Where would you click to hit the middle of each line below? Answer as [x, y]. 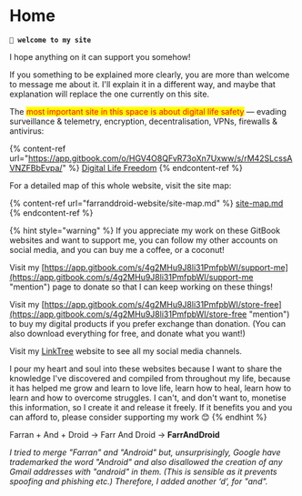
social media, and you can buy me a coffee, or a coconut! [117, 249]
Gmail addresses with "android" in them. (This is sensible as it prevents [143, 471]
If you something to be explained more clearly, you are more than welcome [150, 75]
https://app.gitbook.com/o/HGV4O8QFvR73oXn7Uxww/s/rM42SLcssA [160, 158]
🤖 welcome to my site [50, 40]
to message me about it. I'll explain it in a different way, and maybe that [142, 84]
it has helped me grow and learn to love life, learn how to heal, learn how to [151, 388]
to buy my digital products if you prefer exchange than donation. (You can [148, 323]
